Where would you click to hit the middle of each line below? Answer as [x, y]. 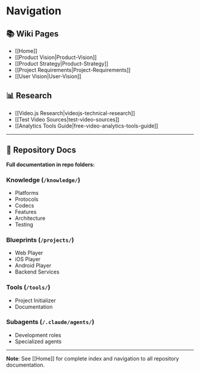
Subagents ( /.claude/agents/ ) [50, 322]
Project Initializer [35, 300]
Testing [24, 224]
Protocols [26, 199]
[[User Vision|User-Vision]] [48, 76]
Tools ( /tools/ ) [28, 287]
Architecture [30, 218]
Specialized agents [38, 341]
